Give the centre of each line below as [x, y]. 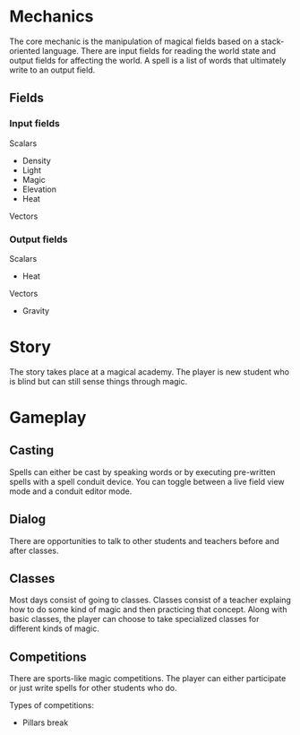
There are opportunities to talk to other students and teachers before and [144, 540]
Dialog [28, 519]
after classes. [34, 550]
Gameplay [48, 418]
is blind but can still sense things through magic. [99, 381]
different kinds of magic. [55, 628]
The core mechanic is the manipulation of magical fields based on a [134, 41]
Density [36, 160]
